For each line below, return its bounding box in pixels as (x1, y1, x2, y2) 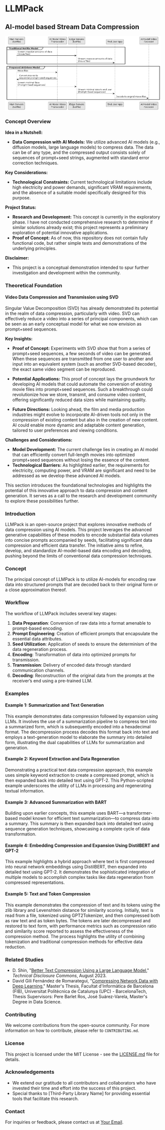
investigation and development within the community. (12, 269, 121, 275)
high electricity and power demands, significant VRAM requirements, (12, 184, 152, 190)
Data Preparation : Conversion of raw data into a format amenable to (12, 620, 151, 626)
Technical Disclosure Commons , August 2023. (12, 973, 107, 979)
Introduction (5, 510, 35, 517)
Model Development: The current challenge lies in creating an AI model (12, 446, 159, 452)
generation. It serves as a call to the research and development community (5, 492, 157, 498)
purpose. (12, 194, 31, 200)
